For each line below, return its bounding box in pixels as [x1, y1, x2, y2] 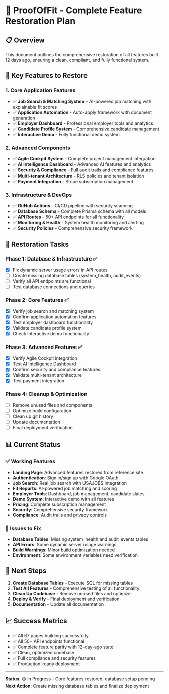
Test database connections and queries [12, 284, 95, 290]
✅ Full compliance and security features [12, 655, 96, 661]
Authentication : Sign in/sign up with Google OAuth [12, 475, 119, 481]
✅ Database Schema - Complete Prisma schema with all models [12, 208, 147, 214]
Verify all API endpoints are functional [12, 278, 91, 284]
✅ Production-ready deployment [12, 661, 80, 667]
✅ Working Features [5, 458, 56, 465]
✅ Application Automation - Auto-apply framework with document [12, 109, 152, 115]
